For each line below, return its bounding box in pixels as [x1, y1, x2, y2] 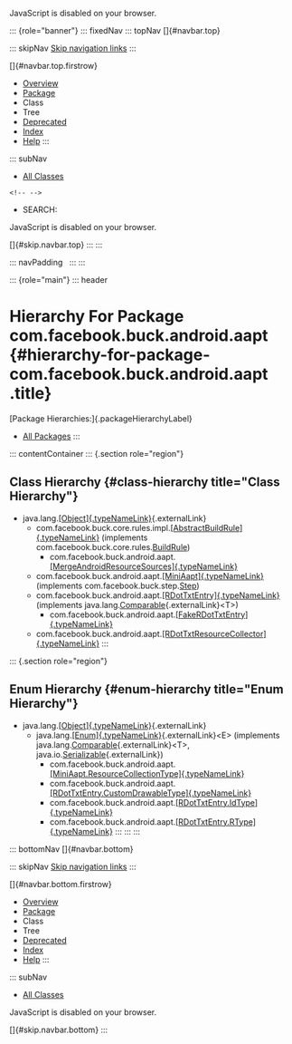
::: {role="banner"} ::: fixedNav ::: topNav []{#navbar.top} [9, 25, 221, 35]
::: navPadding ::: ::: [9, 257, 86, 267]
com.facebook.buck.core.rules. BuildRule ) [35, 541, 191, 552]
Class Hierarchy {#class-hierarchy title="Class [9, 475, 280, 490]
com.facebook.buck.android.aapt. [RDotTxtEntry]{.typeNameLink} [35, 589, 280, 601]
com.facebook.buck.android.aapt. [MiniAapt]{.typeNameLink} [35, 570, 265, 581]
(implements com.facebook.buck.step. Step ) [35, 580, 200, 591]
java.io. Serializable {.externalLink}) [35, 749, 165, 759]
